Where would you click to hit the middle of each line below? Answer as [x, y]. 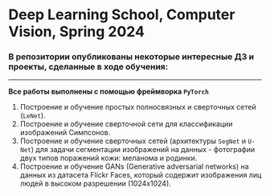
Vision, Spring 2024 [76, 32]
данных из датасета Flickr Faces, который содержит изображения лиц [141, 175]
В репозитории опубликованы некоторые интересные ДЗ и [131, 57]
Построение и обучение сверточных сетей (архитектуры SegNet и [133, 141]
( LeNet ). [33, 116]
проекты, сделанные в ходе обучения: [88, 67]
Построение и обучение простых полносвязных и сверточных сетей [138, 107]
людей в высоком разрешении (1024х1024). [95, 184]
